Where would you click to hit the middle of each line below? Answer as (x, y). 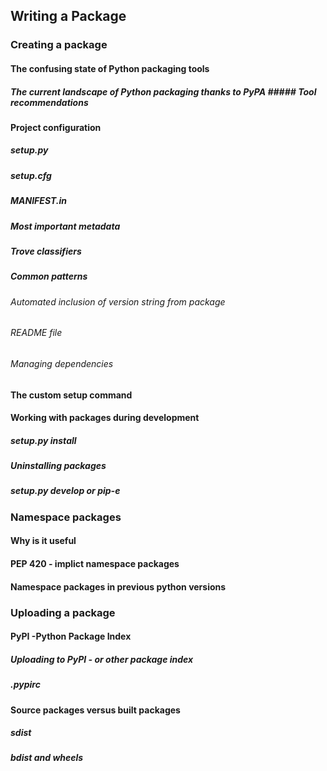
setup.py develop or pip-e (65, 491)
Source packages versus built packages (95, 710)
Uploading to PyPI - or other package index (102, 659)
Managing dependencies (62, 363)
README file (36, 333)
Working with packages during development (105, 418)
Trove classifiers (46, 251)
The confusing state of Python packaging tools (110, 68)
